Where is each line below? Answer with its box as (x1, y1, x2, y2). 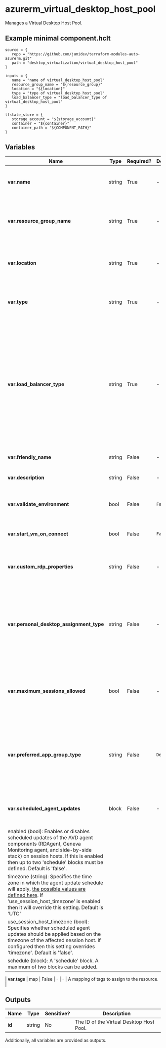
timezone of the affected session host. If (7, 937, 101, 944)
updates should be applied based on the (7, 930, 101, 937)
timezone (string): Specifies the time (7, 873, 92, 880)
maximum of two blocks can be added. (7, 963, 98, 970)
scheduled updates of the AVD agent (7, 834, 93, 841)
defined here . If (7, 892, 43, 899)
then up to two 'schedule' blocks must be (7, 858, 104, 865)
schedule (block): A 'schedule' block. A (7, 957, 99, 964)
